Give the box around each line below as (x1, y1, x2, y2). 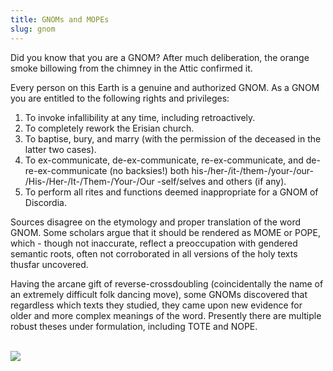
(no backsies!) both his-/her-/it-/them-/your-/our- (109, 164, 315, 176)
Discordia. (24, 196, 67, 208)
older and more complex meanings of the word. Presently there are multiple (10, 309, 322, 321)
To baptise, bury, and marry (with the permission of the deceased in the (24, 132, 322, 145)
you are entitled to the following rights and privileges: (10, 92, 230, 104)
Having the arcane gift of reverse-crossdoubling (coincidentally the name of (10, 277, 324, 290)
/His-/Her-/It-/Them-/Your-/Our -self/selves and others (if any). (24, 175, 287, 187)
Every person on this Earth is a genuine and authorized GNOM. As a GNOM (10, 81, 320, 93)
